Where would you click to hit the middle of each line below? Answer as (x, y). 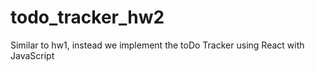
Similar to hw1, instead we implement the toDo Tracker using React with (157, 45)
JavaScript (32, 55)
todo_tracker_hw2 (87, 17)
